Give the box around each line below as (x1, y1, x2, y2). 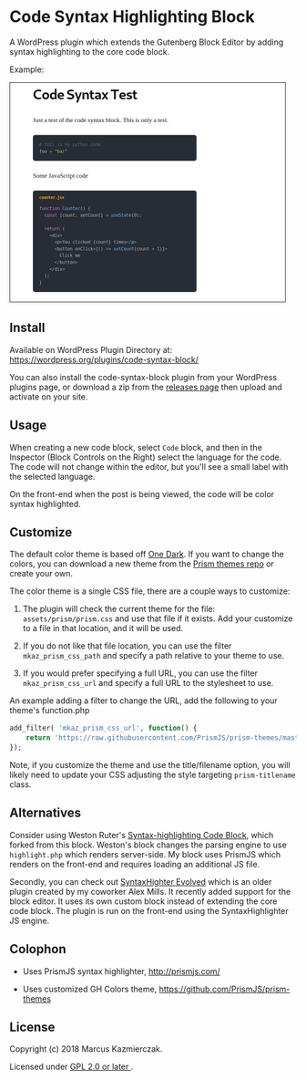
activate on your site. (9, 390, 88, 402)
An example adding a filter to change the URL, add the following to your (9, 695, 278, 706)
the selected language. (9, 471, 96, 482)
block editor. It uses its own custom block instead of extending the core (9, 896, 278, 907)
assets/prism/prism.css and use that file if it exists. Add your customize (22, 613, 293, 624)
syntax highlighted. (9, 498, 82, 509)
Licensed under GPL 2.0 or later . (9, 1061, 134, 1073)
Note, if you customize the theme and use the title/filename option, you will (9, 760, 291, 770)
